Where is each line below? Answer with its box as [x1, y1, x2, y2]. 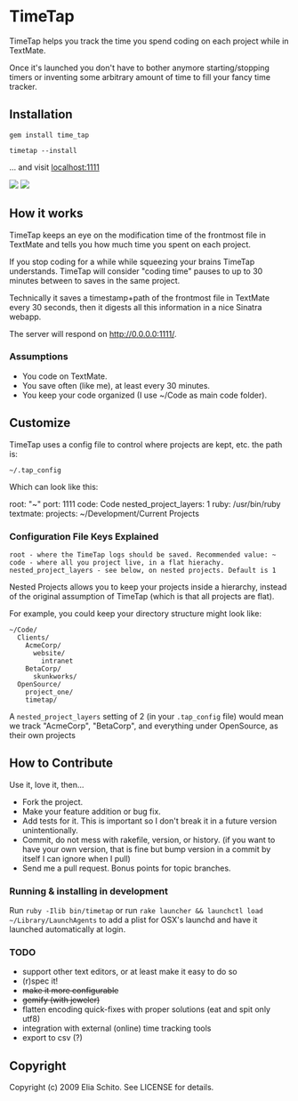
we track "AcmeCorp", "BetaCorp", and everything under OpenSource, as [9, 720, 278, 731]
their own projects [9, 729, 76, 740]
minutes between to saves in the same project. [9, 275, 181, 285]
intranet [41, 656, 74, 665]
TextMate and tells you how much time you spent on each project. [9, 238, 252, 250]
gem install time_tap [9, 131, 90, 140]
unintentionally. [21, 824, 78, 835]
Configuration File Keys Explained [9, 530, 159, 542]
